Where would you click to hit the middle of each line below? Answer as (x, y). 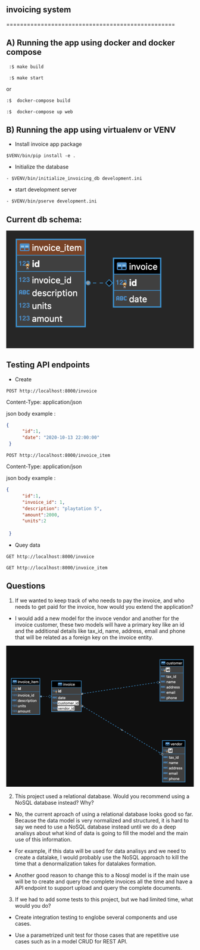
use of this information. (43, 839)
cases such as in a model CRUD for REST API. (71, 941)
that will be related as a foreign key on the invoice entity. (84, 637)
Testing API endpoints (48, 365)
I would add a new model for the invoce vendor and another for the (97, 618)
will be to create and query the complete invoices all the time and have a (104, 882)
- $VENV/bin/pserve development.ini (51, 201)
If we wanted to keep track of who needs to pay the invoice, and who (99, 600)
